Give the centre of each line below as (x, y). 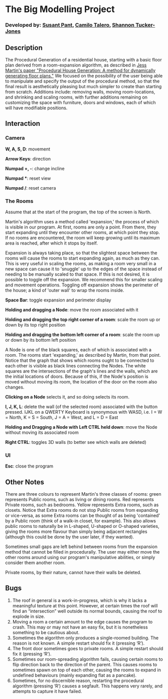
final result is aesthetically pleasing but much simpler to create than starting (83, 86)
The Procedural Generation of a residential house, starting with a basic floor (83, 59)
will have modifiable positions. (36, 108)
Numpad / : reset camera (31, 188)
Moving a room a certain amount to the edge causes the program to (82, 622)
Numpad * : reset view (28, 178)
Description (24, 48)
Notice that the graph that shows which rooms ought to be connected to (80, 360)
